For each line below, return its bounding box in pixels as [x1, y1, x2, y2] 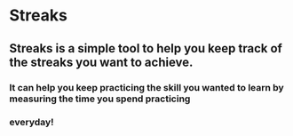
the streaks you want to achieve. [9, 54, 194, 69]
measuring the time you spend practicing [9, 92, 191, 105]
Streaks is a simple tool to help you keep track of [9, 41, 282, 56]
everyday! [9, 116, 55, 129]
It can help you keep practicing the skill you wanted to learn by [9, 81, 284, 93]
